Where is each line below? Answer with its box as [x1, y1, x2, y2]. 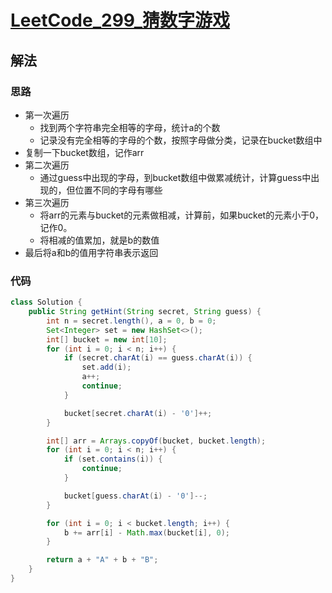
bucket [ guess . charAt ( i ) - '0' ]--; [63, 491, 208, 501]
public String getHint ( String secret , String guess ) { [28, 307, 262, 317]
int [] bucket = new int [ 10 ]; [46, 334, 168, 345]
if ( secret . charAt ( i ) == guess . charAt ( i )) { [63, 353, 253, 363]
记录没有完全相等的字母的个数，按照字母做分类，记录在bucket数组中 [39, 134, 323, 146]
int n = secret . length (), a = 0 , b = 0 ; [46, 316, 217, 326]
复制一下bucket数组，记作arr [24, 146, 145, 158]
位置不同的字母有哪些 [74, 184, 163, 196]
